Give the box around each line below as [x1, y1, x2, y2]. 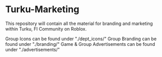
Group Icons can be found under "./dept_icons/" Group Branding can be [5, 36, 157, 42]
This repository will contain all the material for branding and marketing [5, 20, 153, 26]
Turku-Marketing [5, 4, 80, 15]
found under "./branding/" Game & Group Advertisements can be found [5, 41, 155, 47]
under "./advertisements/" [5, 46, 60, 52]
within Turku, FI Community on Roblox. [5, 25, 87, 32]
